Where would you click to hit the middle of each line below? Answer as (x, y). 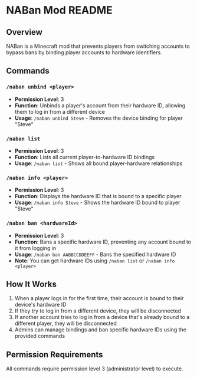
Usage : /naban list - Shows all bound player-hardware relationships (98, 163)
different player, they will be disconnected (65, 323)
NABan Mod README (60, 10)
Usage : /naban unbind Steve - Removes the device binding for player (98, 118)
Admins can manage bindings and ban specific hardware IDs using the (101, 330)
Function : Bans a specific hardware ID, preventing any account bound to (103, 242)
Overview (24, 32)
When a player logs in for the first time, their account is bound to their (99, 298)
